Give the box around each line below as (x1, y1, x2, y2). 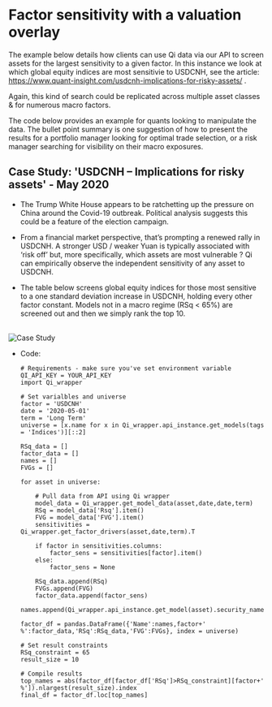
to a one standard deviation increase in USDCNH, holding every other (19, 291, 253, 301)
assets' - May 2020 (8, 178, 110, 192)
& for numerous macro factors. (8, 100, 111, 110)
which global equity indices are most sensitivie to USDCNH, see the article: (8, 67, 260, 76)
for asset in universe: (19, 477, 101, 486)
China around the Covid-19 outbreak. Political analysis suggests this (19, 208, 248, 218)
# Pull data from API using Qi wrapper (35, 492, 171, 500)
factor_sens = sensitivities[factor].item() (50, 549, 203, 557)
